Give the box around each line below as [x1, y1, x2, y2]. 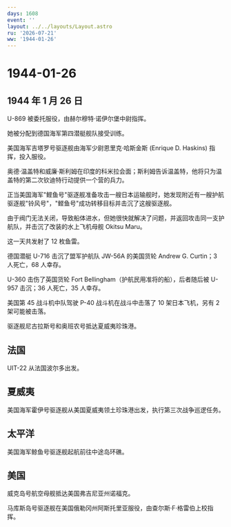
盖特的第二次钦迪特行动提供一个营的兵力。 [7, 176, 128, 184]
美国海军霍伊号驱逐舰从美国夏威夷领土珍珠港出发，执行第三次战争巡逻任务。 [7, 405, 225, 414]
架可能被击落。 [7, 307, 50, 315]
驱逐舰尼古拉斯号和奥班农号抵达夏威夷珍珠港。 [7, 322, 140, 331]
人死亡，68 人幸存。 [7, 261, 66, 269]
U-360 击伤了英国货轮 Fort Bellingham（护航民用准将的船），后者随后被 [7, 275, 210, 284]
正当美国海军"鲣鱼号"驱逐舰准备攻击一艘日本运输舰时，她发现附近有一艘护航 [7, 191, 225, 199]
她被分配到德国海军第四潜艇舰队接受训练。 [7, 129, 128, 138]
